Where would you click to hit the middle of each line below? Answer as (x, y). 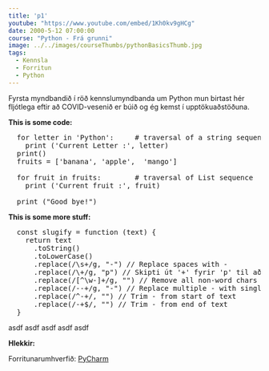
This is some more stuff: (50, 216)
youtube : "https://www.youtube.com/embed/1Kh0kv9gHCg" (102, 23)
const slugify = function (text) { (86, 232)
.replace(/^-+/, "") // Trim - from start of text (135, 296)
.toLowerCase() (63, 256)
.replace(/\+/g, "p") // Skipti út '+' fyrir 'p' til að (147, 272)
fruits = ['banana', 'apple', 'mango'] (97, 161)
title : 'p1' (28, 16)
